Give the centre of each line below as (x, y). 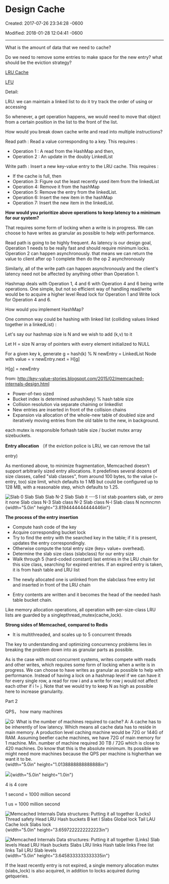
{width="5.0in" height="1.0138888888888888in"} (57, 764)
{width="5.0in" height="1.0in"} (42, 775)
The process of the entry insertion (42, 517)
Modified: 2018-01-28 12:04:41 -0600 (44, 33)
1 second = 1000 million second (38, 794)
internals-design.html (27, 384)
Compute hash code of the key (45, 527)
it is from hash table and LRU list (46, 570)
